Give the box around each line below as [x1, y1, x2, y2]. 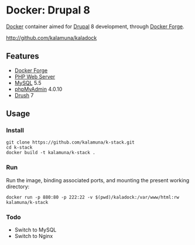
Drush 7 [14, 91, 34, 98]
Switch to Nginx [14, 233, 53, 240]
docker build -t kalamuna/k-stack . [6, 150, 95, 156]
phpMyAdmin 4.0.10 [14, 86, 63, 93]
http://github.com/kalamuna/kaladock [6, 34, 97, 41]
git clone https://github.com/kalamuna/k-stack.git [6, 139, 135, 145]
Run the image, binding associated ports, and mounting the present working [6, 176, 190, 183]
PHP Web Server [14, 73, 56, 80]
